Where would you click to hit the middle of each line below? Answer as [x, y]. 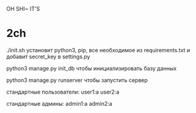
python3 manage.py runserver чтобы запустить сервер [77, 80]
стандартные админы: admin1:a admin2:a [60, 103]
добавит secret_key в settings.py [48, 56]
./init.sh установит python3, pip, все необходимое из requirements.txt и [98, 50]
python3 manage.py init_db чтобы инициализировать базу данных [92, 68]
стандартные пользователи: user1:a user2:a [63, 92]
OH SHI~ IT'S [23, 9]
